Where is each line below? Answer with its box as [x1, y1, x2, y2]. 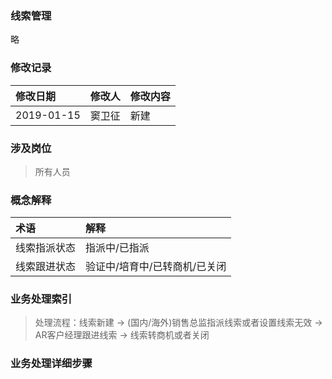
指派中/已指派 [85, 241, 150, 255]
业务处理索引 [10, 292, 73, 306]
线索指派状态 [15, 241, 77, 255]
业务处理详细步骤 [10, 357, 93, 371]
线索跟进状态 [15, 260, 77, 274]
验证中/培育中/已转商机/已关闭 [85, 260, 227, 274]
